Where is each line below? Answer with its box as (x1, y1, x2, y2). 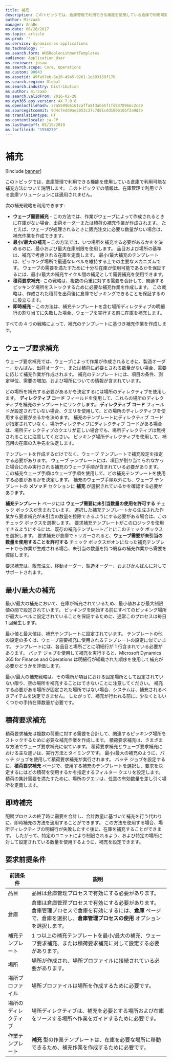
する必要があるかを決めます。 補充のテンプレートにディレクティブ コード (9, 415, 164, 421)
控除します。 (5, 552, 32, 558)
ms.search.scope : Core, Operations (5, 65, 81, 70)
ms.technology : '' (5, 46, 45, 51)
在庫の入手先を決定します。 (18, 440, 77, 446)
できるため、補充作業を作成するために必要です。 (31, 1043, 149, 1051)
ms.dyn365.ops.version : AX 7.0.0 (5, 98, 77, 103)
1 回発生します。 (5, 620, 40, 626)
